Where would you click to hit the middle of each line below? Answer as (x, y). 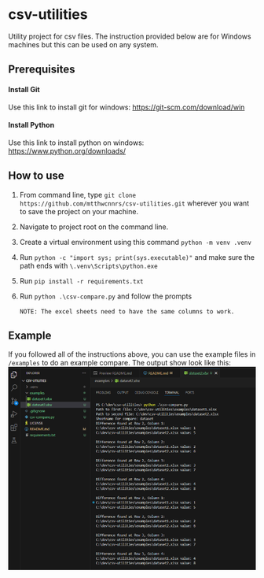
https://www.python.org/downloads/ (67, 150)
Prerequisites (42, 70)
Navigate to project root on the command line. (94, 227)
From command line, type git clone (77, 195)
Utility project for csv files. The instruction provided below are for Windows (130, 36)
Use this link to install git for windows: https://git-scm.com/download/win (126, 107)
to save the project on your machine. (79, 211)
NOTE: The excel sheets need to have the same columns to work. (127, 311)
